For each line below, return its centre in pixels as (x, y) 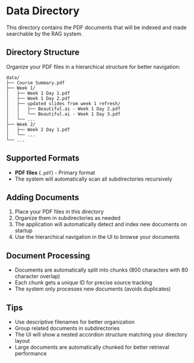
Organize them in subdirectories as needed (67, 218)
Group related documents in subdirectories (67, 328)
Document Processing (48, 256)
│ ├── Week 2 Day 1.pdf (38, 130)
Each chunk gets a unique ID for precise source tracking (83, 283)
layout (22, 341)
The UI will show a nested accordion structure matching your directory (101, 334)
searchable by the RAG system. (44, 33)
